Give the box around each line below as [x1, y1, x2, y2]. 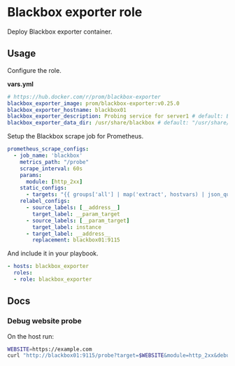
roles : [13, 269, 33, 276]
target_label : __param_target [32, 211, 120, 218]
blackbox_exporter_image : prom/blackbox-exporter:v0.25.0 [7, 99, 180, 107]
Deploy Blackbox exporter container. [7, 27, 113, 36]
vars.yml [7, 80, 34, 88]
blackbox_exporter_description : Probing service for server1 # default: [7, 113, 224, 120]
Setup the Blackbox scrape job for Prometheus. [7, 132, 144, 141]
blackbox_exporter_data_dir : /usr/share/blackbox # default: [7, 120, 190, 127]
